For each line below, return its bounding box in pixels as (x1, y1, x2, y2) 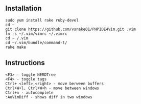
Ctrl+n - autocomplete (5, 90, 54, 95)
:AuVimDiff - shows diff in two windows (5, 94, 93, 99)
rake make (5, 45, 27, 50)
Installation (5, 4, 42, 13)
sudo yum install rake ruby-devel (5, 17, 79, 23)
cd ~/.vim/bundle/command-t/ (5, 40, 67, 45)
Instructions (5, 58, 45, 67)
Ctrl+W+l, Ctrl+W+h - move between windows (5, 86, 100, 91)
